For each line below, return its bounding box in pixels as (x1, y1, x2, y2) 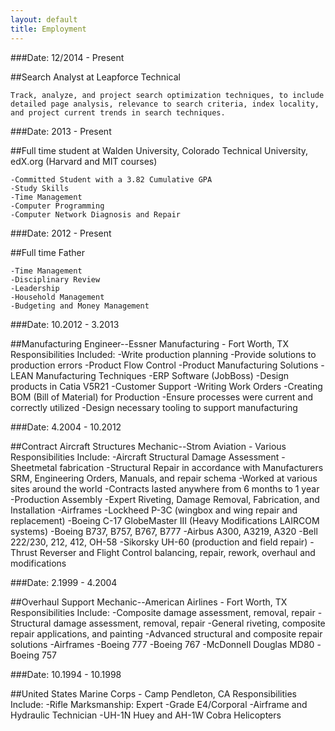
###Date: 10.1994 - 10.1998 (10, 668, 122, 680)
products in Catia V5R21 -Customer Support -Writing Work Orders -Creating (10, 380, 323, 392)
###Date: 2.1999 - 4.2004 (10, 576, 118, 588)
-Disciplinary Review (10, 274, 101, 285)
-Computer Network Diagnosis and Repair (10, 209, 182, 220)
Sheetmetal (10, 461, 58, 473)
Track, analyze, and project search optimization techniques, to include (10, 90, 325, 100)
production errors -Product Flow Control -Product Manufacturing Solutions (10, 359, 319, 371)
